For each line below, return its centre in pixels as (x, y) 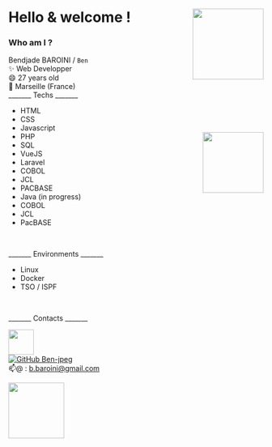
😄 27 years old (34, 78)
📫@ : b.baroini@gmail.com (54, 368)
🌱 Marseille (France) (42, 87)
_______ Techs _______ (43, 95)
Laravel (32, 163)
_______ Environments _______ (56, 254)
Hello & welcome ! (70, 17)
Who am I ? (30, 43)
